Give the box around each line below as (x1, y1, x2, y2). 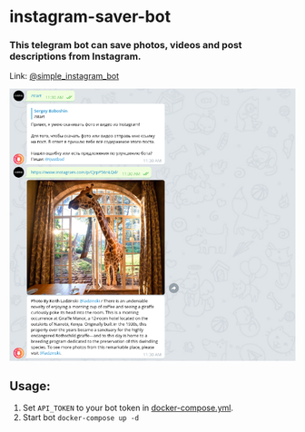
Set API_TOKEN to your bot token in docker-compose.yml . (22, 402, 234, 414)
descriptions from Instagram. (9, 50, 142, 63)
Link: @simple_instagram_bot (9, 71, 120, 82)
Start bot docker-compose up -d (22, 412, 139, 423)
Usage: (9, 378, 52, 394)
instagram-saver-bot (9, 6, 171, 27)
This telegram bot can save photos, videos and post (9, 39, 242, 52)
